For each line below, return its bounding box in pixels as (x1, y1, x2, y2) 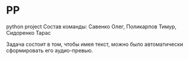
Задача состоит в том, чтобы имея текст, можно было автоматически (6, 41, 184, 48)
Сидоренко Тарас (6, 29, 52, 36)
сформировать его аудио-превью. (6, 46, 94, 54)
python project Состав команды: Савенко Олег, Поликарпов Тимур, (6, 23, 177, 30)
